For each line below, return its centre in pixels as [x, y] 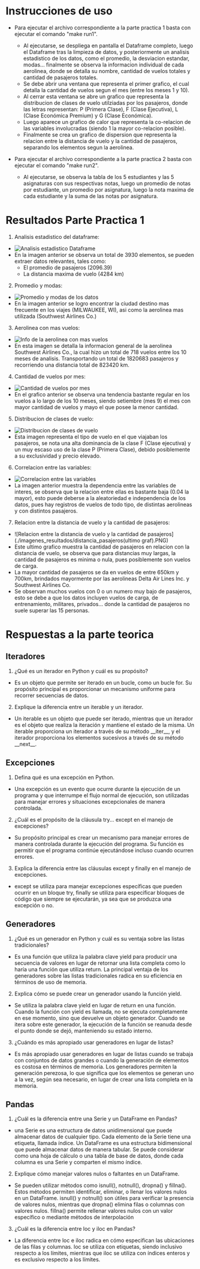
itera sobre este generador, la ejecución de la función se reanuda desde [103, 1024]
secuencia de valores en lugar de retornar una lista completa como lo [100, 963]
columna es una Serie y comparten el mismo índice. [78, 1162]
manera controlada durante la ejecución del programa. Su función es [99, 844]
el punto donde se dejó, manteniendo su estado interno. [84, 1031]
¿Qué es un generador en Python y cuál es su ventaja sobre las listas [99, 938]
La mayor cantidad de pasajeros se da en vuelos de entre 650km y [96, 572]
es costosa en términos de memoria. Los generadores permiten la [96, 1067]
